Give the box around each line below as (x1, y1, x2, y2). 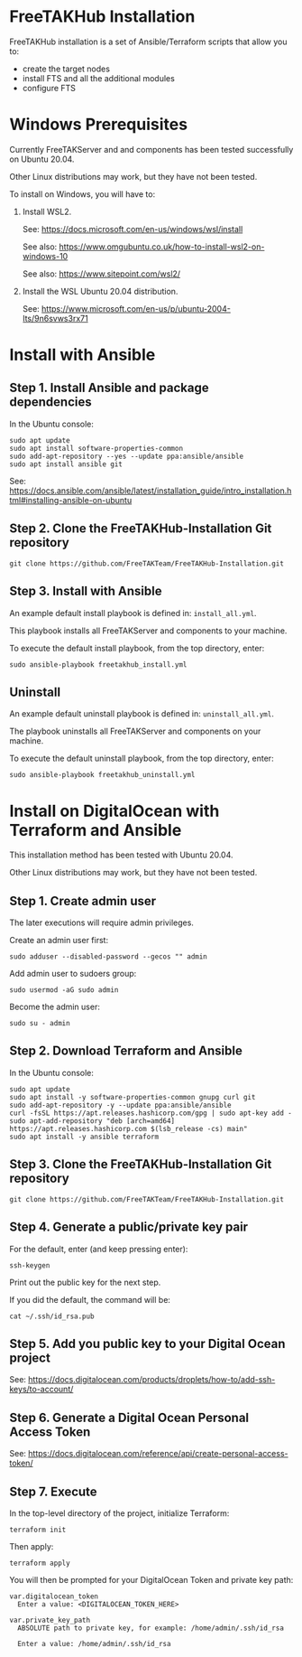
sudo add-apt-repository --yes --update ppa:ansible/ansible (9, 452, 244, 461)
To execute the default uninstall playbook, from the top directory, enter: (9, 753, 274, 764)
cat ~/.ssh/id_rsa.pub (9, 1312, 95, 1321)
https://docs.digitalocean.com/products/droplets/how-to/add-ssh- (28, 1374, 276, 1385)
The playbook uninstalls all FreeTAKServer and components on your (9, 726, 261, 737)
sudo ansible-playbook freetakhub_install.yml (9, 660, 188, 669)
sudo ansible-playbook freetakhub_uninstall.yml (9, 771, 196, 780)
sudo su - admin (9, 1019, 70, 1028)
